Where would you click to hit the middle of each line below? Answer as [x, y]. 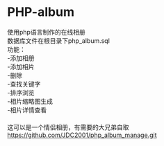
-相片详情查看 [27, 110]
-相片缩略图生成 [30, 101]
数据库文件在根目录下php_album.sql [58, 40]
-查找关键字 [24, 84]
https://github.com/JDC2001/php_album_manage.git [82, 135]
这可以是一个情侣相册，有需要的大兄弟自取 [68, 127]
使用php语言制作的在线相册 [46, 32]
